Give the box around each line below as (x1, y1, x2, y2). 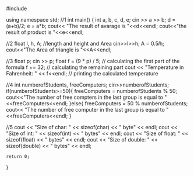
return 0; (6, 154, 30, 160)
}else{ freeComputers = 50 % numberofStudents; (69, 100, 188, 107)
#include (6, 5, 27, 12)
